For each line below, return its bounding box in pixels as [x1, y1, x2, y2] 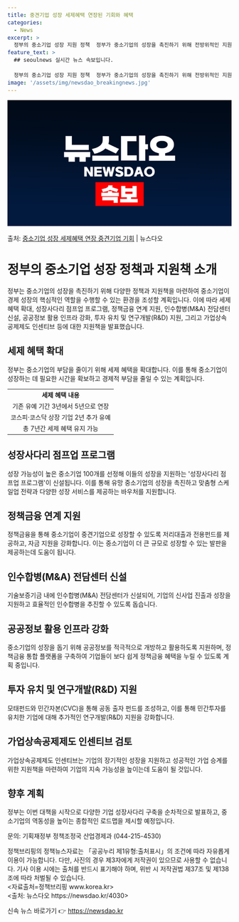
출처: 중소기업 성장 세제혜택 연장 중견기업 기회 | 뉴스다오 [7, 234, 164, 242]
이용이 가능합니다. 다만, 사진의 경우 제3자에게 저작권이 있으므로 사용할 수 [7, 856, 208, 864]
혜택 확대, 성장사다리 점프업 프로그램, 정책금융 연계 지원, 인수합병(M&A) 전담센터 [7, 304, 231, 313]
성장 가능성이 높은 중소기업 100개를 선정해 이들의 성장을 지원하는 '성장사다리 [7, 469, 219, 478]
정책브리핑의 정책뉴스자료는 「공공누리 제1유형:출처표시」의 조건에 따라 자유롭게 [7, 847, 230, 856]
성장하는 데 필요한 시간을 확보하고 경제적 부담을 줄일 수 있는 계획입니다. [7, 374, 205, 382]
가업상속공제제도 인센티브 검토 [7, 735, 133, 748]
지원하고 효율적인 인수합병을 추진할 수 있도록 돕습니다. [7, 600, 158, 609]
